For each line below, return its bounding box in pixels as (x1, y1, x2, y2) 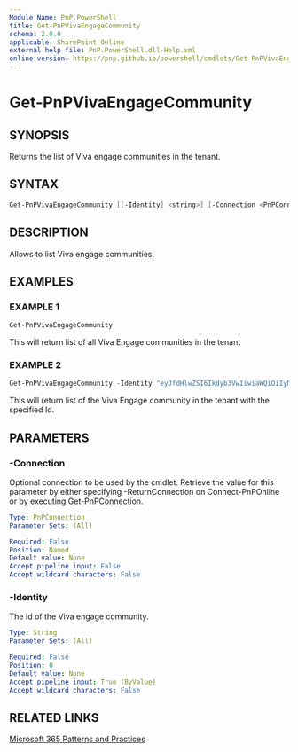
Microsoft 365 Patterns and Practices (9, 733, 146, 745)
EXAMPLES (9, 274, 74, 289)
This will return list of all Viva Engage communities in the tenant (9, 337, 241, 348)
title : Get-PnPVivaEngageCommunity (9, 21, 141, 30)
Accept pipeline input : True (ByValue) (9, 678, 157, 686)
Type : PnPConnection (9, 513, 86, 521)
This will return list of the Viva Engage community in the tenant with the (9, 396, 271, 406)
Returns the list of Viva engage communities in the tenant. (9, 152, 221, 161)
